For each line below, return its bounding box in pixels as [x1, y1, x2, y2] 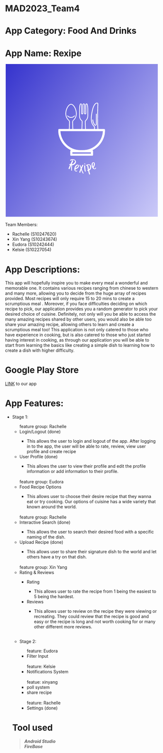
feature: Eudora [26, 648, 58, 654]
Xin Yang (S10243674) [12, 237, 57, 242]
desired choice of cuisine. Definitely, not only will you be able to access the [5, 311, 156, 317]
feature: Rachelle [26, 700, 61, 706]
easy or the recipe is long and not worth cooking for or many [34, 619, 156, 624]
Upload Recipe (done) [19, 539, 64, 545]
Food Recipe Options [19, 484, 62, 490]
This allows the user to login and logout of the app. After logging [26, 438, 156, 444]
